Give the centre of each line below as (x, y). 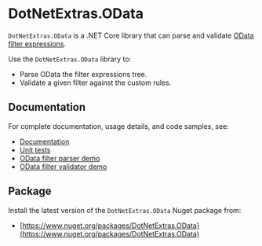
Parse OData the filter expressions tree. (83, 74)
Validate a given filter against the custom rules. (95, 83)
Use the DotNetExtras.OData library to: (70, 59)
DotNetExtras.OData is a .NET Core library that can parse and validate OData (131, 35)
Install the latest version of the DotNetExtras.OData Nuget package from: (125, 210)
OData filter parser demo (60, 158)
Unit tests (35, 149)
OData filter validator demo (63, 167)
